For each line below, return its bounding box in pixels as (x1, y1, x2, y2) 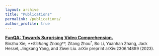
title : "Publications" (5, 12, 52, 17)
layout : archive (5, 7, 39, 12)
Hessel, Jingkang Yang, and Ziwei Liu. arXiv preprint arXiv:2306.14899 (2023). (5, 46, 155, 51)
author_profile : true (5, 21, 50, 26)
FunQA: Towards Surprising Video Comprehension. (5, 35, 113, 41)
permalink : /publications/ (5, 16, 61, 21)
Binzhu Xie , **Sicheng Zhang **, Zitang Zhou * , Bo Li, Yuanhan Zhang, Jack (5, 40, 148, 46)
